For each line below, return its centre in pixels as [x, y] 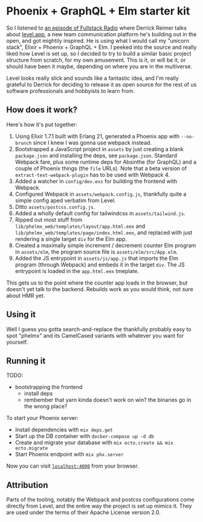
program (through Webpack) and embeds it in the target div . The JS [100, 265]
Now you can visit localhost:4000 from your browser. [72, 466]
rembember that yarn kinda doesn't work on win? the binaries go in [108, 400]
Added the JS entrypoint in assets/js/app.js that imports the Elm [96, 258]
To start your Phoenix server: [42, 418]
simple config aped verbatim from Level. [65, 200]
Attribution [27, 485]
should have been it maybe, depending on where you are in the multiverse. [99, 66]
